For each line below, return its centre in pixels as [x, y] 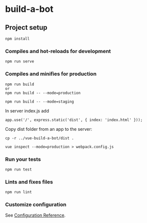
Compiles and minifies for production [51, 74]
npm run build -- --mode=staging [40, 102]
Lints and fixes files [29, 182]
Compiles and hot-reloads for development [58, 51]
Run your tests [23, 159]
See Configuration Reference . [35, 215]
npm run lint [19, 192]
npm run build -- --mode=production [43, 93]
